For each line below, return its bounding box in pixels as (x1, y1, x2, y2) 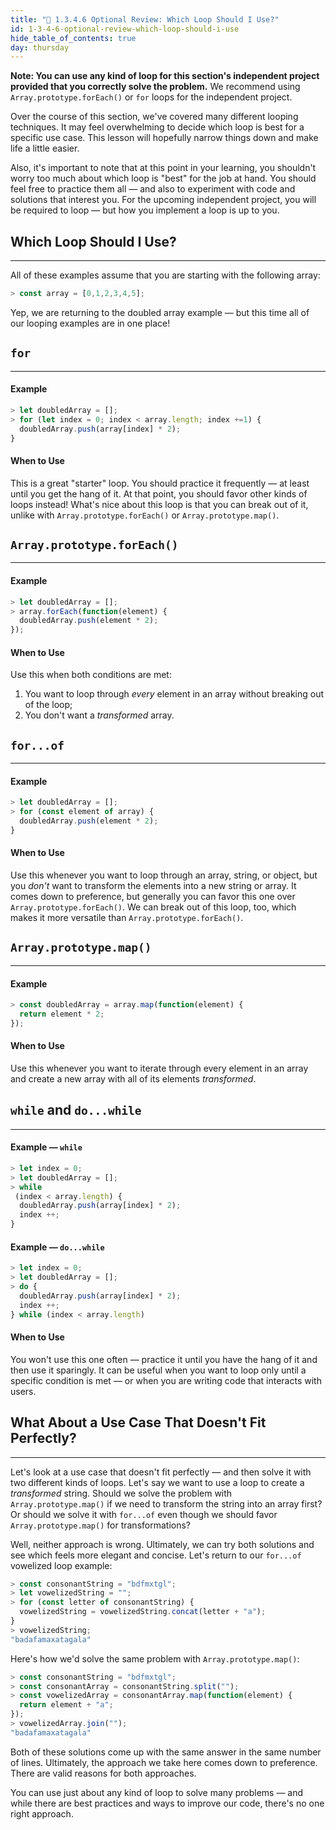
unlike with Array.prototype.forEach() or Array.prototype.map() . (10, 509, 280, 521)
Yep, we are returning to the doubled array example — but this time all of (10, 306, 310, 318)
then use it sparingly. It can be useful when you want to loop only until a (10, 1364, 307, 1376)
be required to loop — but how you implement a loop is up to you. (10, 204, 280, 216)
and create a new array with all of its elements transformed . (10, 1072, 257, 1085)
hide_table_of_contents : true (10, 33, 137, 43)
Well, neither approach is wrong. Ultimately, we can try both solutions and (10, 1538, 315, 1550)
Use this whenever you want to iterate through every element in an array (10, 1062, 309, 1074)
